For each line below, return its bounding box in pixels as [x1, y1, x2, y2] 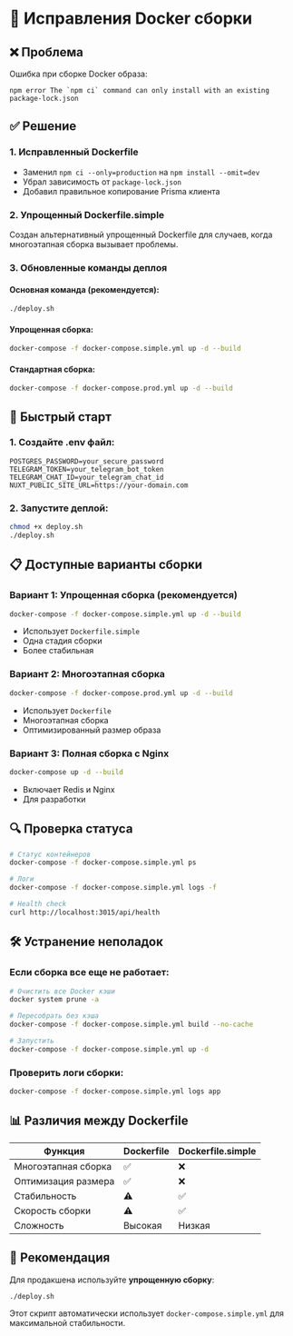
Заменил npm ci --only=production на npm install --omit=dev [22, 166, 260, 177]
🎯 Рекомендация [9, 1250, 111, 1266]
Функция [44, 1144, 85, 1157]
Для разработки [22, 793, 86, 804]
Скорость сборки [14, 1204, 92, 1217]
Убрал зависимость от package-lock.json [22, 176, 181, 187]
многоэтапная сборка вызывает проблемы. [9, 238, 179, 249]
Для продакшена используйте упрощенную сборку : [9, 1274, 215, 1285]
